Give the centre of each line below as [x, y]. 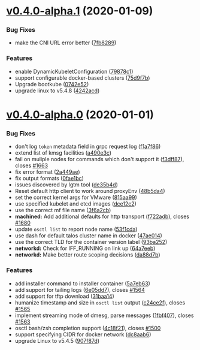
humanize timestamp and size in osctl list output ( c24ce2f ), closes [100, 302]
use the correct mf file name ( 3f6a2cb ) [63, 210]
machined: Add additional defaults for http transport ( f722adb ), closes [102, 216]
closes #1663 [31, 165]
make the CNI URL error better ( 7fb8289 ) [66, 43]
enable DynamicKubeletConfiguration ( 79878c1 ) [74, 71]
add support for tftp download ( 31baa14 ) [65, 296]
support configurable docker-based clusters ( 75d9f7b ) [82, 78]
